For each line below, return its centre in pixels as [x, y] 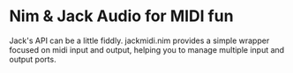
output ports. [33, 59]
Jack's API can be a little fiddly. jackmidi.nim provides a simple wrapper [139, 40]
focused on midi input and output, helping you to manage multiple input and [147, 49]
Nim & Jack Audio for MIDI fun [121, 16]
